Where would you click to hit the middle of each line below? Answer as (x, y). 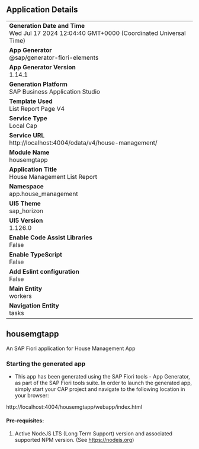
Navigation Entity (34, 306)
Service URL (27, 135)
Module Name (29, 152)
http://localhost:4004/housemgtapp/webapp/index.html (74, 407)
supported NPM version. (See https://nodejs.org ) (74, 440)
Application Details (42, 10)
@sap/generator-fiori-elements (54, 57)
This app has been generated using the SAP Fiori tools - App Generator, (102, 376)
